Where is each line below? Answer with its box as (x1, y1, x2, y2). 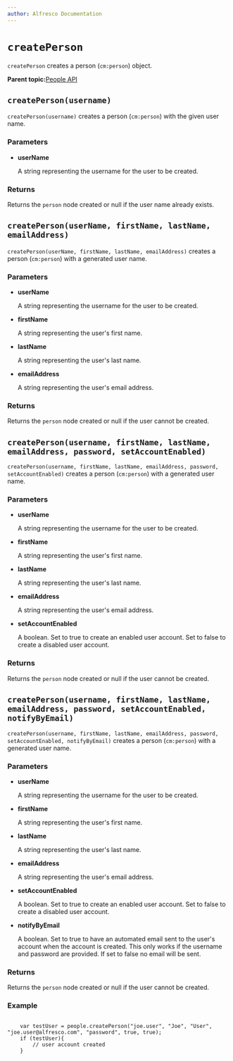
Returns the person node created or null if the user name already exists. (7, 200, 215, 208)
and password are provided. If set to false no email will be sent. (17, 949, 201, 958)
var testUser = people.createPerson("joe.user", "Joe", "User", (20, 1023, 213, 1030)
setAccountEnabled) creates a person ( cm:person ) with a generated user (7, 469, 215, 478)
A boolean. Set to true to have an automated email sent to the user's (17, 934, 215, 943)
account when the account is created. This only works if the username (17, 942, 222, 951)
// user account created (32, 1041, 106, 1048)
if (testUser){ (20, 1035, 65, 1042)
